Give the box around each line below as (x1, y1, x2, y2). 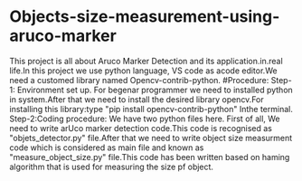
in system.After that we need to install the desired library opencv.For (9, 93, 264, 105)
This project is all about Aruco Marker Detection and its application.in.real (9, 55, 283, 66)
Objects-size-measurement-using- (9, 6, 280, 27)
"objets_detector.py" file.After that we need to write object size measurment (9, 132, 293, 143)
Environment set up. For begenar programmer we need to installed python (16, 84, 294, 95)
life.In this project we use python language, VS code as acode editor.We (9, 65, 278, 76)
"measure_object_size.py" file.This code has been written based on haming (9, 151, 290, 162)
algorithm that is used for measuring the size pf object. (9, 161, 214, 172)
